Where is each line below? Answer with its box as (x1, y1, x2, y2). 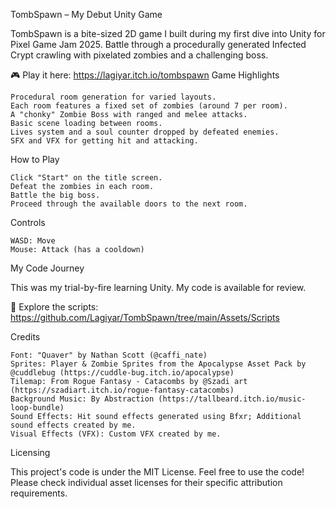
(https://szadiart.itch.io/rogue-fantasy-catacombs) (10, 385, 235, 395)
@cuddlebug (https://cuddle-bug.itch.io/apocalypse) (10, 368, 235, 378)
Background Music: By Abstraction (10, 394, 155, 404)
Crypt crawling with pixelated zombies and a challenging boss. (10, 49, 269, 61)
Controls (10, 217, 46, 228)
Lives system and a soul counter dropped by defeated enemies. (10, 127, 280, 137)
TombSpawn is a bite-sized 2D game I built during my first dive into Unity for (10, 28, 326, 39)
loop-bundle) (10, 403, 65, 413)
